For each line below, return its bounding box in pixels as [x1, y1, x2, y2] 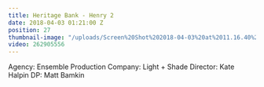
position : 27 [8, 26, 51, 34]
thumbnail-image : [8, 33, 65, 42]
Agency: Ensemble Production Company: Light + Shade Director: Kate [8, 62, 235, 71]
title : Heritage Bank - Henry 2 [8, 11, 114, 20]
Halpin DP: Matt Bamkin [8, 71, 85, 80]
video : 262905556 [8, 41, 65, 49]
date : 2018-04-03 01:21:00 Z [8, 19, 104, 27]
